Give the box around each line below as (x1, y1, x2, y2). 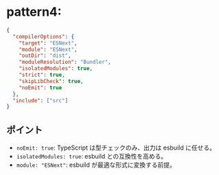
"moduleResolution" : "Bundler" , (19, 59, 111, 66)
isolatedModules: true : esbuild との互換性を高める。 (16, 152, 168, 161)
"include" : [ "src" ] (12, 97, 69, 104)
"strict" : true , (19, 71, 66, 79)
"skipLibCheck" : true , (19, 78, 84, 84)
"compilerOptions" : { (12, 33, 75, 40)
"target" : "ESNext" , (19, 39, 78, 47)
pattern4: (6, 4, 62, 20)
